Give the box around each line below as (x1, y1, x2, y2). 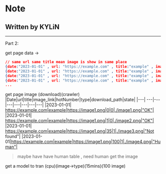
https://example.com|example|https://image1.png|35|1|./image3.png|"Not (5, 128, 154, 134)
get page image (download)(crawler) (5, 91, 80, 97)
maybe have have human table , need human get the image (17, 154, 138, 160)
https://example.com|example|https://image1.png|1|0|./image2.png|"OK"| (5, 118, 154, 124)
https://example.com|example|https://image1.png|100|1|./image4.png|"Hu (11, 139, 161, 145)
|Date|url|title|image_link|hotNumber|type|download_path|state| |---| (5, 97, 146, 103)
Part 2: (5, 41, 19, 46)
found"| (5, 133, 21, 139)
